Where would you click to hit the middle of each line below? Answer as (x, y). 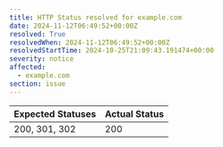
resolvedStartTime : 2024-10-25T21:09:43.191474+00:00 (112, 51)
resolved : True (38, 34)
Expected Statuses (55, 114)
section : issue (38, 84)
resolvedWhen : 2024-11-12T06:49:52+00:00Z (90, 42)
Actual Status (134, 114)
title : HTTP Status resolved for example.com (95, 17)
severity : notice (42, 59)
